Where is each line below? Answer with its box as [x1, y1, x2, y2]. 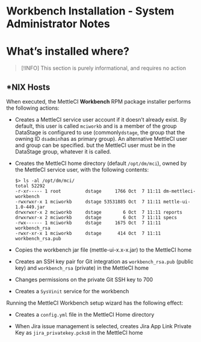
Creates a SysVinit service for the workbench [14, 287, 129, 294]
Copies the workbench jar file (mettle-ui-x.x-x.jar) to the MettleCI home [14, 246, 192, 253]
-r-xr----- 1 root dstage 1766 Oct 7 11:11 [14, 188, 161, 194]
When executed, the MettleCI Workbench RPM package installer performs [6, 98, 191, 105]
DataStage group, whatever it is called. [14, 148, 111, 155]
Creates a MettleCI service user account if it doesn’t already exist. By [14, 116, 187, 123]
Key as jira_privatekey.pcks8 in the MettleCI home [14, 329, 143, 336]
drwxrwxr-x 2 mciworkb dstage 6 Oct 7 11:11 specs [14, 214, 178, 220]
